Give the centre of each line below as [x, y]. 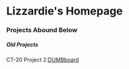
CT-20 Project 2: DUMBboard [43, 60]
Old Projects [22, 44]
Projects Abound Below [42, 30]
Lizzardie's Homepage [65, 11]
